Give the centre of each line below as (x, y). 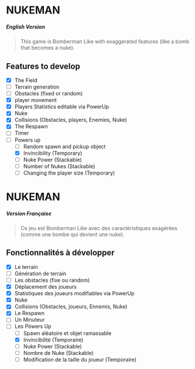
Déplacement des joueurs (46, 287)
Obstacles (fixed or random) (49, 94)
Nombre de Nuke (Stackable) (58, 353)
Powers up (28, 140)
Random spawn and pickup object (64, 146)
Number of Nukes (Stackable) (59, 166)
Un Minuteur (30, 320)
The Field (26, 80)
